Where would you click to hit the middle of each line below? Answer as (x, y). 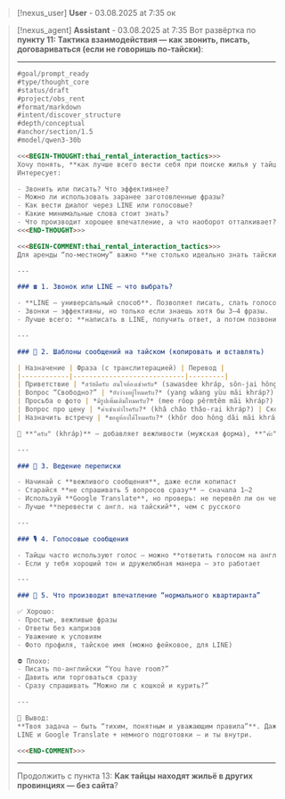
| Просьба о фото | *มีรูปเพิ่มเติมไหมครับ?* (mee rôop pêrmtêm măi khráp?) (145, 401)
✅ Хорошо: (36, 612)
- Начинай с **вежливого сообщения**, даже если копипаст (126, 482)
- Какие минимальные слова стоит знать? (93, 214)
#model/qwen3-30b (49, 140)
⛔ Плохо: (33, 661)
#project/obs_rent (51, 99)
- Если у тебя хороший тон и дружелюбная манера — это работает (138, 564)
